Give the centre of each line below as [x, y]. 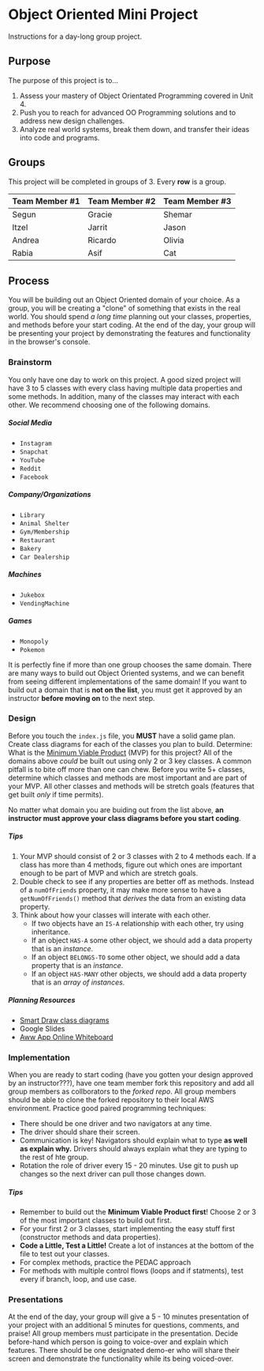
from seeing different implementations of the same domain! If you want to [128, 681]
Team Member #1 [46, 201]
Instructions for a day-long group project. [75, 36]
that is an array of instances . [78, 982]
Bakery [30, 548]
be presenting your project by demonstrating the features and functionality [129, 333]
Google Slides [42, 1028]
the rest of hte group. [54, 1157]
